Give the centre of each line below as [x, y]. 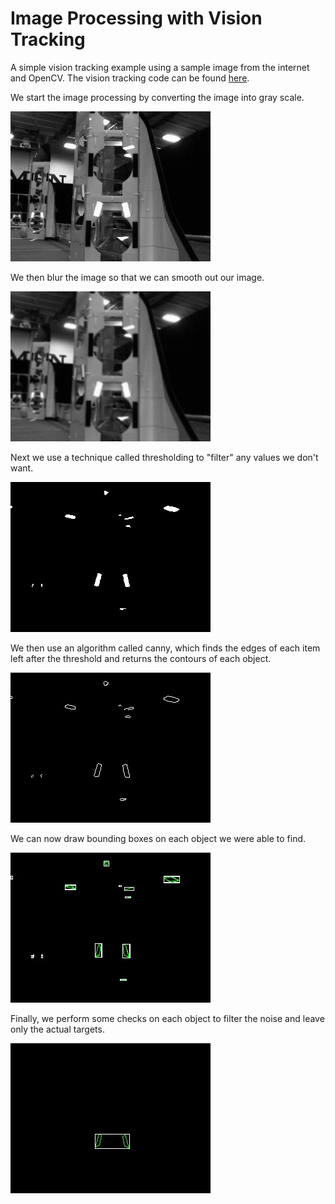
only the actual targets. [57, 1029]
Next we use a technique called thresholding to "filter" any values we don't [164, 457]
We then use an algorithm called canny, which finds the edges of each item [165, 648]
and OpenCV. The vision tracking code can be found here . [130, 78]
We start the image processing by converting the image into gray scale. [157, 97]
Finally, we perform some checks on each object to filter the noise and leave [167, 1018]
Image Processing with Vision [136, 18]
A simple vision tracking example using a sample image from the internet [160, 67]
